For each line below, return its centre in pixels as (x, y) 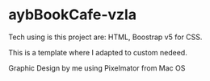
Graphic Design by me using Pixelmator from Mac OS (97, 68)
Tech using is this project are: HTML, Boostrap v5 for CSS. (105, 37)
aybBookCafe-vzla (73, 15)
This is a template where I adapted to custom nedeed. (98, 52)
